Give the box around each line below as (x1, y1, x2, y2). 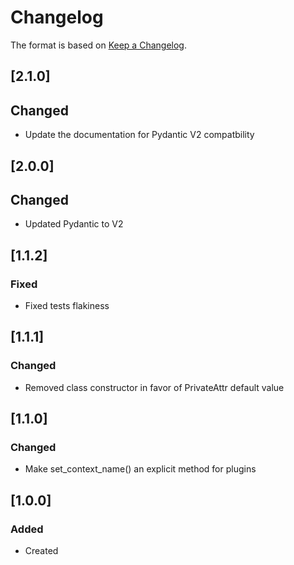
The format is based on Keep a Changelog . (10, 39, 187, 51)
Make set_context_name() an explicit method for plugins (24, 463, 257, 475)
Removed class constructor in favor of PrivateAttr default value (24, 381, 285, 393)
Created (24, 545, 59, 557)
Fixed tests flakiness (24, 300, 110, 312)
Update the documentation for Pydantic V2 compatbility (24, 129, 255, 141)
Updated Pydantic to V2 (24, 218, 124, 230)
